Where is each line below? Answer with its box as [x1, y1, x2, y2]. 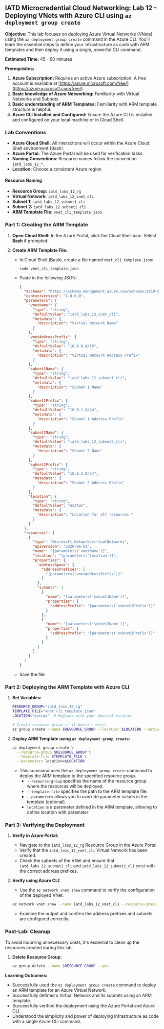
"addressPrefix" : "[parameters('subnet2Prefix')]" [50, 631, 155, 636]
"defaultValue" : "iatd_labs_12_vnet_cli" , [32, 312, 121, 317]
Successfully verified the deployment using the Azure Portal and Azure [12, 1003, 155, 1008]
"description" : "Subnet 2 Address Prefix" [37, 480, 125, 486]
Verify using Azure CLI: [12, 878, 61, 883]
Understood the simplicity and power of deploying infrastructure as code [12, 1013, 159, 1019]
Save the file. [19, 671, 46, 677]
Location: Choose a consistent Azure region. [12, 166, 103, 172]
